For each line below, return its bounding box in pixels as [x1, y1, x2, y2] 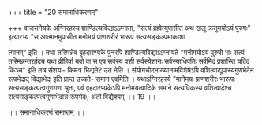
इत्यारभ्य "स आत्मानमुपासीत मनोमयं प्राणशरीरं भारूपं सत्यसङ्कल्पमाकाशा [8, 32, 185, 41]
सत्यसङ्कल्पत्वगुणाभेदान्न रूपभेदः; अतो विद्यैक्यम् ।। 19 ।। [8, 92, 156, 101]
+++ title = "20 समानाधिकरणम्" [8, 8, 99, 17]
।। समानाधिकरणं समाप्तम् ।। [8, 108, 85, 117]
